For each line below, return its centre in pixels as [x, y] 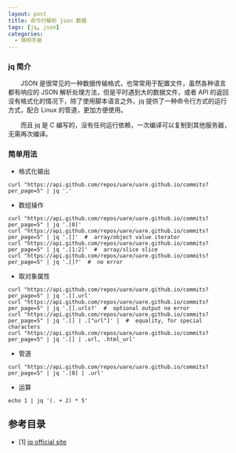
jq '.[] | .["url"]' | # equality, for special [128, 321]
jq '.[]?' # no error [88, 262]
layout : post [27, 14]
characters [24, 327]
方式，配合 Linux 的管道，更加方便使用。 [68, 110]
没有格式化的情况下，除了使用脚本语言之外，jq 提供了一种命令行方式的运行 [117, 101]
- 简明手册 [28, 41]
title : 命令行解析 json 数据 [48, 21]
